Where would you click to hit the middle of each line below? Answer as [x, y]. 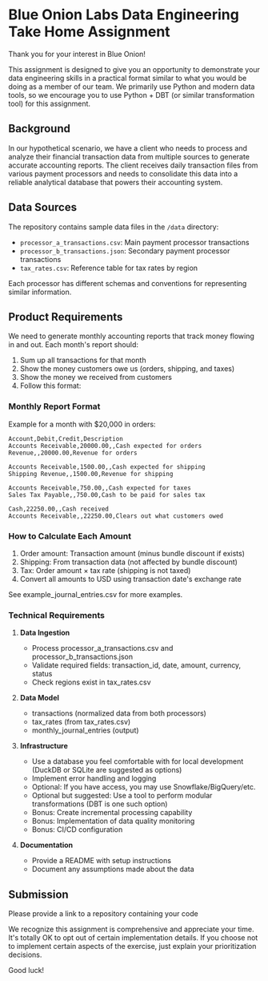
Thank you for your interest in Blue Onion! [77, 54]
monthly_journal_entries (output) [85, 730]
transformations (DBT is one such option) [100, 804]
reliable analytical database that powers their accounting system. [116, 182]
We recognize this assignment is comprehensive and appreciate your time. [131, 929]
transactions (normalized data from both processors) [119, 713]
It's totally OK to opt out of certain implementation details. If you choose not [133, 938]
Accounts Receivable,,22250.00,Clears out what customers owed [116, 516]
